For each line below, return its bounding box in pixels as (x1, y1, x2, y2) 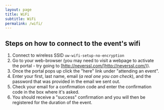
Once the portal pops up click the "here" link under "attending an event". (12, 68, 160, 74)
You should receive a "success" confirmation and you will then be (12, 94, 146, 100)
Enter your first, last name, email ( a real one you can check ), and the (12, 73, 151, 79)
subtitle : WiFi (5, 16, 36, 21)
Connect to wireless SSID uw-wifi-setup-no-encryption (12, 52, 124, 58)
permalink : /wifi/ (5, 21, 43, 26)
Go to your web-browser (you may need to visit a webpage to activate (12, 58, 154, 64)
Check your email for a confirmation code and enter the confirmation (12, 84, 152, 90)
